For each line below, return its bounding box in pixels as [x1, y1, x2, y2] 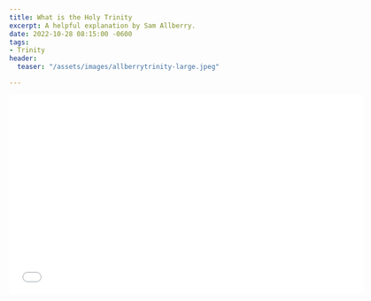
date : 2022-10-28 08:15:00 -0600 [9, 29, 133, 38]
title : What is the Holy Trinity [9, 12, 133, 22]
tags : [9, 37, 29, 47]
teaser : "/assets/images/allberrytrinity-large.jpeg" [17, 63, 220, 72]
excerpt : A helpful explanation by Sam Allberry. [9, 21, 197, 30]
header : [9, 54, 38, 63]
